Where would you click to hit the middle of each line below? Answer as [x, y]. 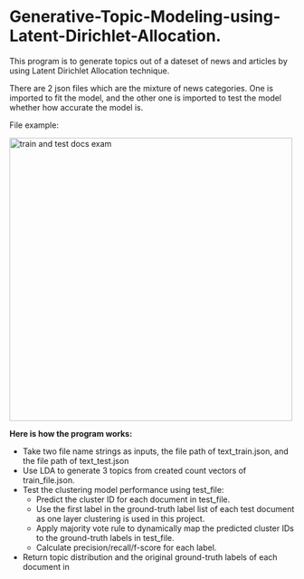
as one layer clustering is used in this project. [120, 518]
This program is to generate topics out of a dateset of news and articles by [148, 61]
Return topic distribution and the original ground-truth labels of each [150, 557]
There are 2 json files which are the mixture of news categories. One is [142, 88]
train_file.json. [48, 480]
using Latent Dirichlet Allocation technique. [90, 71]
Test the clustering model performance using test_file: [123, 489]
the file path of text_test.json [76, 460]
